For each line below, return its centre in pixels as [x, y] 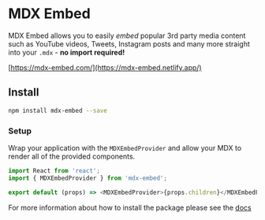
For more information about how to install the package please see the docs [130, 207]
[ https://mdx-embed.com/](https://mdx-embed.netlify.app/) [105, 67]
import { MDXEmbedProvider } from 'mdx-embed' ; [88, 178]
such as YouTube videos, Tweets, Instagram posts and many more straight [129, 43]
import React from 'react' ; [54, 170]
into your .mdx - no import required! [67, 52]
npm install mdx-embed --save [58, 110]
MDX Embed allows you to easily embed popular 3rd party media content [127, 35]
